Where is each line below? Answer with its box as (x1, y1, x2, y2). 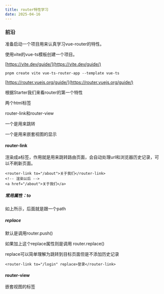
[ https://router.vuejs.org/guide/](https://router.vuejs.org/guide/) (5, 79, 134, 85)
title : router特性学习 (5, 7, 49, 12)
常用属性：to (5, 192, 31, 198)
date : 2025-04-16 (5, 12, 41, 17)
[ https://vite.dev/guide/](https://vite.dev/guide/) (5, 61, 102, 67)
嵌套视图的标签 (5, 284, 35, 290)
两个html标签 (5, 100, 31, 106)
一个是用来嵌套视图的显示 (5, 131, 57, 137)
